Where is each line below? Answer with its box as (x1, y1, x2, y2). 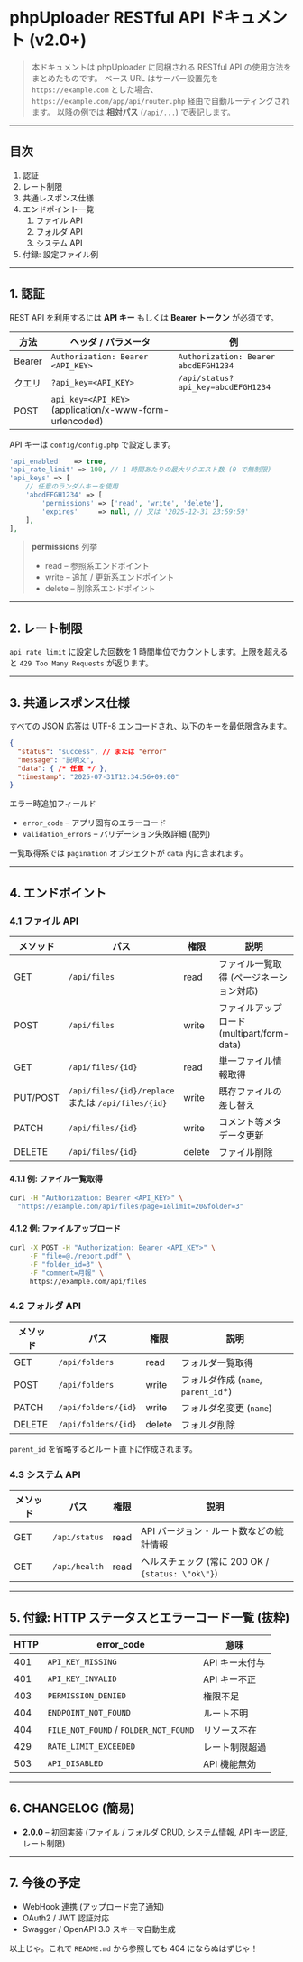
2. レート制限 (9, 620, 83, 636)
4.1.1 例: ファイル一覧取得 (9, 1173, 104, 1184)
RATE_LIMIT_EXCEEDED (47, 1741, 136, 1752)
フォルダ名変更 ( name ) (180, 1401, 273, 1414)
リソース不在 (202, 1724, 257, 1736)
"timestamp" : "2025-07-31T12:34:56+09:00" (17, 772, 179, 781)
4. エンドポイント (9, 885, 106, 900)
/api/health (52, 1562, 104, 1572)
